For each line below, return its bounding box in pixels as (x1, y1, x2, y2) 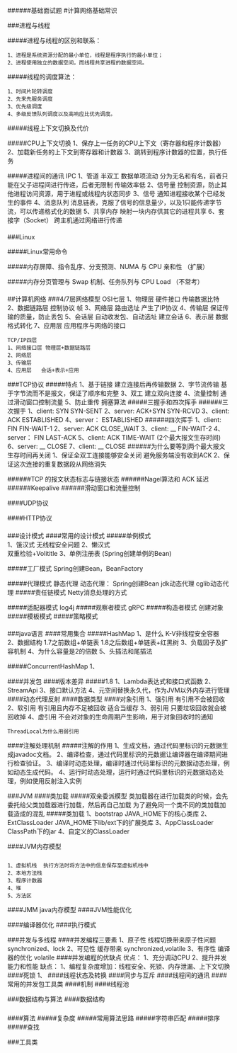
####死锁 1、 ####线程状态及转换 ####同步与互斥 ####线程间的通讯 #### (7, 971, 228, 979)
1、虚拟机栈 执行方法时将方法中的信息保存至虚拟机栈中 (7, 862, 149, 869)
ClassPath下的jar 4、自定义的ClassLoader (7, 827, 129, 836)
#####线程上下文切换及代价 (7, 124, 90, 132)
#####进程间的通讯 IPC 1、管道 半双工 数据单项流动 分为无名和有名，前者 (7, 172, 222, 180)
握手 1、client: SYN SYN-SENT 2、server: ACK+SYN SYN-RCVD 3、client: (13, 406, 230, 416)
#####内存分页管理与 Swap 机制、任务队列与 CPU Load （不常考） (7, 277, 204, 285)
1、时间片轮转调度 (7, 88, 53, 95)
